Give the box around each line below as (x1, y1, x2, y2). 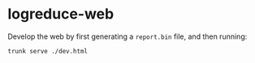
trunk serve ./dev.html (7, 47, 89, 55)
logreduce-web (7, 5, 115, 23)
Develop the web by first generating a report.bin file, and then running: (7, 31, 248, 41)
